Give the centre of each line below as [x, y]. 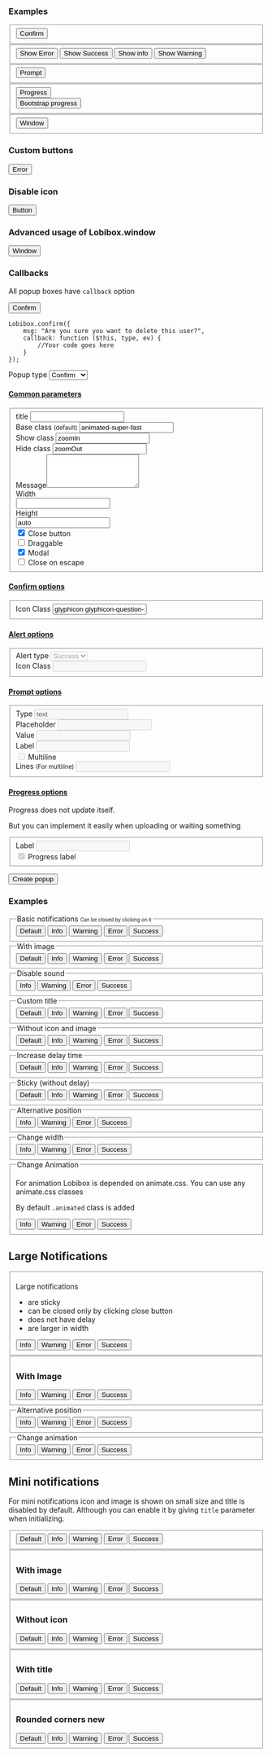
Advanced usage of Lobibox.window [82, 232]
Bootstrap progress [49, 103]
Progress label [52, 857]
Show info [133, 53]
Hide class [33, 448]
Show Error [37, 53]
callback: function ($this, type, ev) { [92, 338]
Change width [40, 1137]
